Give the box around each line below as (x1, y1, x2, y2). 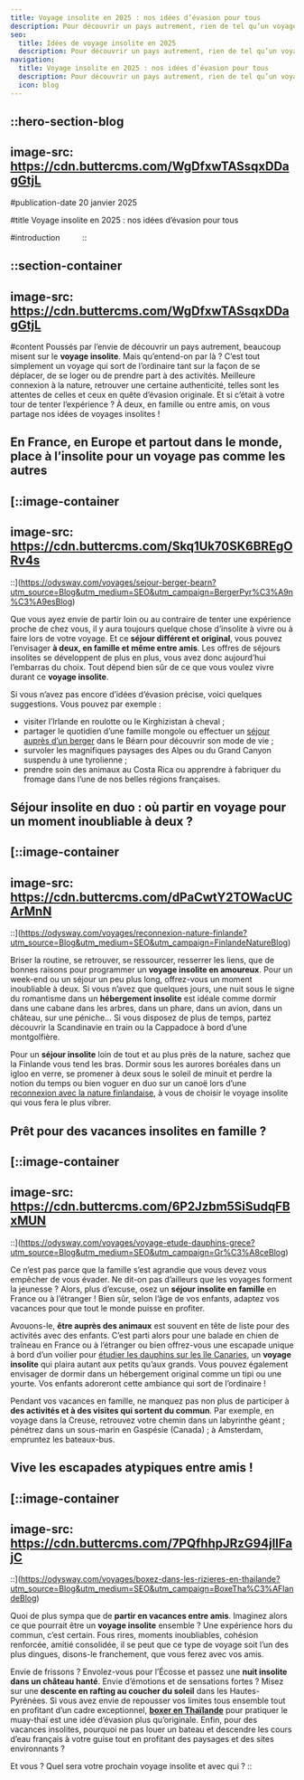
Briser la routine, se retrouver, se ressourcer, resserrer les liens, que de (10, 955, 274, 966)
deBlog (10, 1593, 37, 1604)
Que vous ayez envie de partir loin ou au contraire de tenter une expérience (10, 613, 291, 624)
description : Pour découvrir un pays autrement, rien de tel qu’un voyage (10, 22, 298, 31)
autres (10, 463, 48, 478)
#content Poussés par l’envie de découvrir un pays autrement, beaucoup (10, 341, 281, 353)
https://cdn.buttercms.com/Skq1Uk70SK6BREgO (10, 539, 293, 554)
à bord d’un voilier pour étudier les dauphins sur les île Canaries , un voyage (10, 1349, 292, 1359)
